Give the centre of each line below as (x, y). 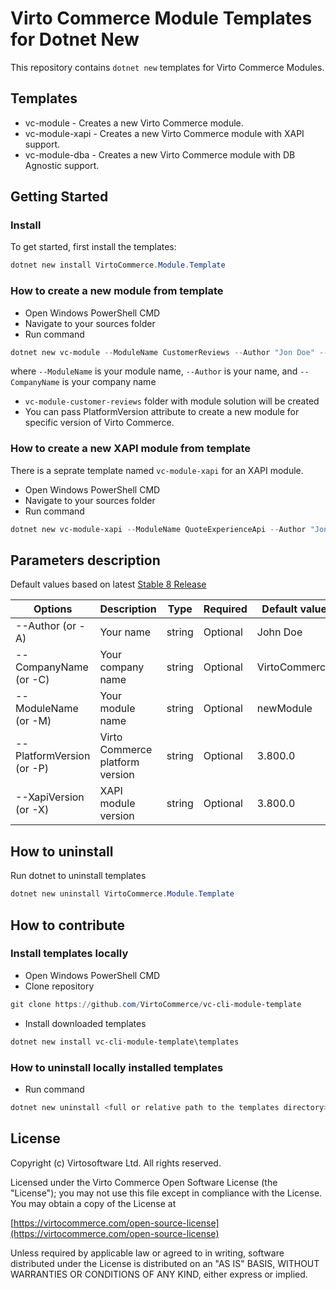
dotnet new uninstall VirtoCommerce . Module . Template (122, 894)
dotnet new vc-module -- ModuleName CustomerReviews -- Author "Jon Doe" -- (169, 352)
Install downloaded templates (85, 1023)
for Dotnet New (75, 39)
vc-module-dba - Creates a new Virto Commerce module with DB (160, 154)
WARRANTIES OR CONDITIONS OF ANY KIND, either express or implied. (159, 1274)
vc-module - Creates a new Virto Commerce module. (134, 123)
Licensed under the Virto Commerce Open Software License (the (144, 1182)
